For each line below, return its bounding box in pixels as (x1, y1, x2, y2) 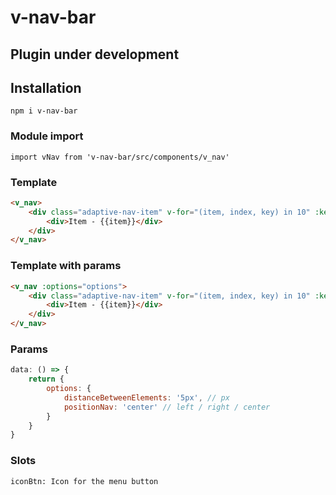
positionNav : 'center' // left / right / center (63, 402, 271, 412)
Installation (10, 79, 82, 96)
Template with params (10, 259, 122, 273)
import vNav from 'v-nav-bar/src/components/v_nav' (10, 152, 230, 162)
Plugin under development (10, 46, 180, 63)
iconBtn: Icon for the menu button (10, 476, 159, 486)
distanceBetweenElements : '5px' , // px (63, 392, 230, 403)
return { (28, 374, 65, 385)
